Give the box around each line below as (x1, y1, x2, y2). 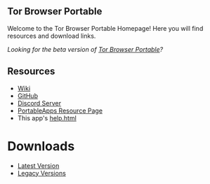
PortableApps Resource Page (17, 106, 103, 115)
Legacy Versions (17, 169, 67, 177)
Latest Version (17, 161, 60, 170)
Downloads (7, 138, 75, 154)
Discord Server (17, 99, 62, 107)
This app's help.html (17, 113, 77, 122)
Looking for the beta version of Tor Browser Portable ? (7, 45, 164, 53)
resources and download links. (7, 31, 96, 40)
